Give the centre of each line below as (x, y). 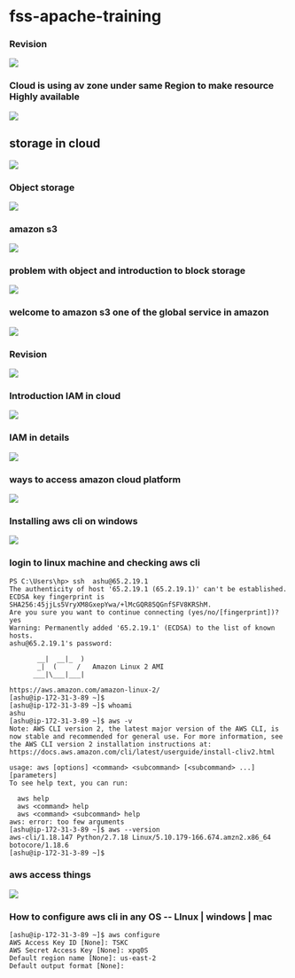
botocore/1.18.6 (39, 845)
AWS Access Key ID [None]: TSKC (69, 943)
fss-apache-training (85, 16)
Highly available (44, 97)
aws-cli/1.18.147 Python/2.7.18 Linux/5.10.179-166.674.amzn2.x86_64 (140, 837)
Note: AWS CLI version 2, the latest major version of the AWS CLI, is (144, 729)
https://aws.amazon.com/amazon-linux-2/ (85, 690)
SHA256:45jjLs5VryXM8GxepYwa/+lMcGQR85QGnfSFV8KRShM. (111, 605)
